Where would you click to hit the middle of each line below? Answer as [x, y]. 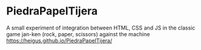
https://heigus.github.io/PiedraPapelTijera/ [59, 40]
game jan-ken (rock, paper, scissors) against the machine [78, 34]
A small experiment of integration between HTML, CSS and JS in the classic [101, 28]
